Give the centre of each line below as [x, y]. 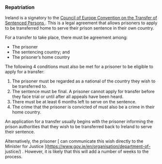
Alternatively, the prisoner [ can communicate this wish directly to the [74, 141]
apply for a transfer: [25, 72]
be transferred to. [29, 86]
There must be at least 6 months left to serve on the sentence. [74, 102]
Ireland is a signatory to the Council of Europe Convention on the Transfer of [81, 18]
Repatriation [20, 7]
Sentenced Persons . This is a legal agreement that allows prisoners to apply [81, 23]
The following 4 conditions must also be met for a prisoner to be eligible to [79, 66]
